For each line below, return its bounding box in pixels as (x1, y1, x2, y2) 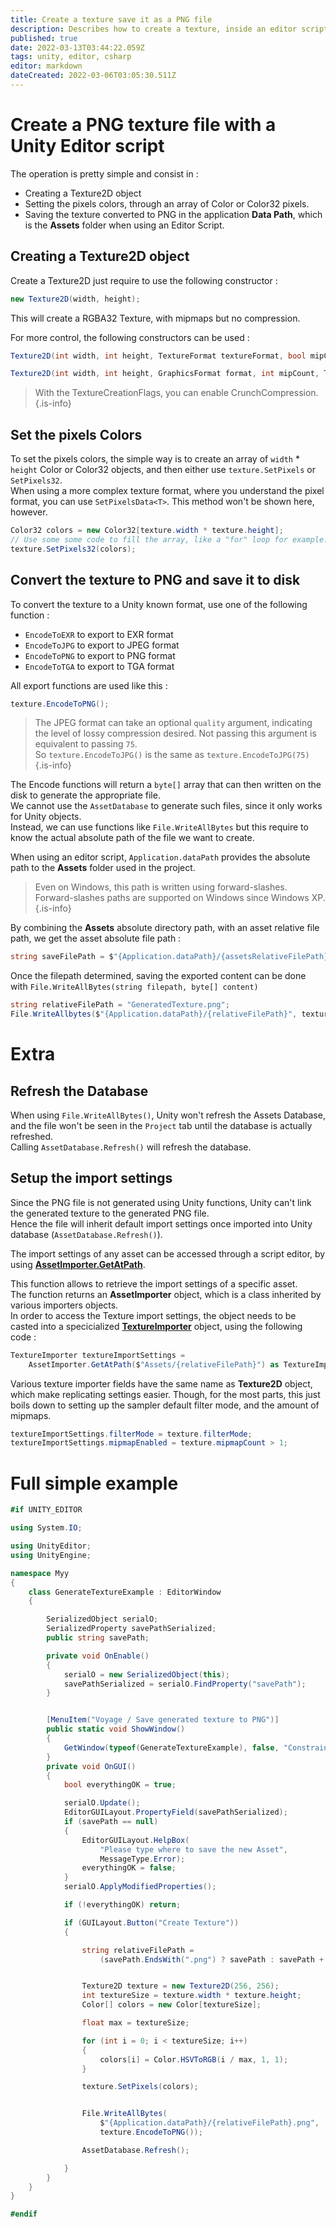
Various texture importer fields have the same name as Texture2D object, (10, 1377, 313, 1390)
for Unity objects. (10, 811, 82, 823)
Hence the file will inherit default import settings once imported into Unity (10, 1217, 313, 1230)
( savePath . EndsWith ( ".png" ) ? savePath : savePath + (99, 1954, 325, 1965)
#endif (10, 2209, 38, 2220)
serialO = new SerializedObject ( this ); (63, 1669, 230, 1680)
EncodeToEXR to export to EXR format (24, 628, 174, 640)
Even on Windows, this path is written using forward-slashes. (34, 881, 288, 893)
